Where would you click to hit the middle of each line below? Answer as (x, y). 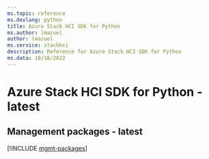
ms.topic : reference (37, 13)
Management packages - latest (75, 132)
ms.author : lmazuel (35, 33)
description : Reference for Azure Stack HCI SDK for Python (95, 52)
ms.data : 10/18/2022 (37, 58)
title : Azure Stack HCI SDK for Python (64, 26)
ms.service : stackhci (38, 45)
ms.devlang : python (35, 20)
